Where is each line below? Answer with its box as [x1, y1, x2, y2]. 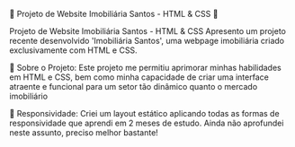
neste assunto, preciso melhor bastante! [9, 127, 159, 138]
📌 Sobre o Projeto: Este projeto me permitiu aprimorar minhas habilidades [9, 63, 282, 73]
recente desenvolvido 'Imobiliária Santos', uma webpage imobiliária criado [9, 36, 285, 46]
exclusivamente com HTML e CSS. [9, 45, 138, 56]
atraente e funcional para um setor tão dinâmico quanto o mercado [9, 82, 258, 91]
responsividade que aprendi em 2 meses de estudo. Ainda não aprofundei [9, 117, 284, 128]
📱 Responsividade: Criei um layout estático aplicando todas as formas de [9, 108, 281, 118]
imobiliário [9, 91, 48, 101]
